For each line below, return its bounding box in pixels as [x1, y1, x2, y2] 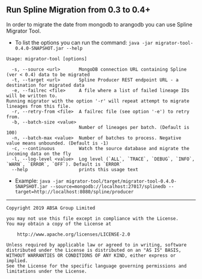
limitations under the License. [6, 268, 87, 274]
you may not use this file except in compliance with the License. [6, 215, 179, 222]
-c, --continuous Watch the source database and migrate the [11, 145, 189, 151]
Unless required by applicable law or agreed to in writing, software [6, 242, 187, 248]
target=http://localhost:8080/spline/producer [14, 189, 134, 195]
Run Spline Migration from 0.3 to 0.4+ [6, 5, 151, 15]
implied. [6, 257, 28, 264]
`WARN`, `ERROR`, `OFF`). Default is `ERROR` [6, 161, 122, 168]
